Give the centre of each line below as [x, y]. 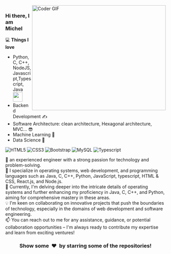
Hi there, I [17, 16]
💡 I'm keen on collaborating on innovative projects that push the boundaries [85, 203]
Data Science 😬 [29, 140]
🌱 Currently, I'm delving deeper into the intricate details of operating [77, 187]
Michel [14, 29]
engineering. [19, 214]
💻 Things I [17, 40]
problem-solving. [23, 165]
